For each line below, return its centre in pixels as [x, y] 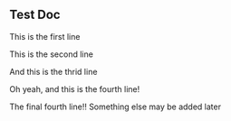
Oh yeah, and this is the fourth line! [75, 88]
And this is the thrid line [53, 71]
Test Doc [35, 15]
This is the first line [45, 36]
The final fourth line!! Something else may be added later [115, 107]
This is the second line [51, 54]
